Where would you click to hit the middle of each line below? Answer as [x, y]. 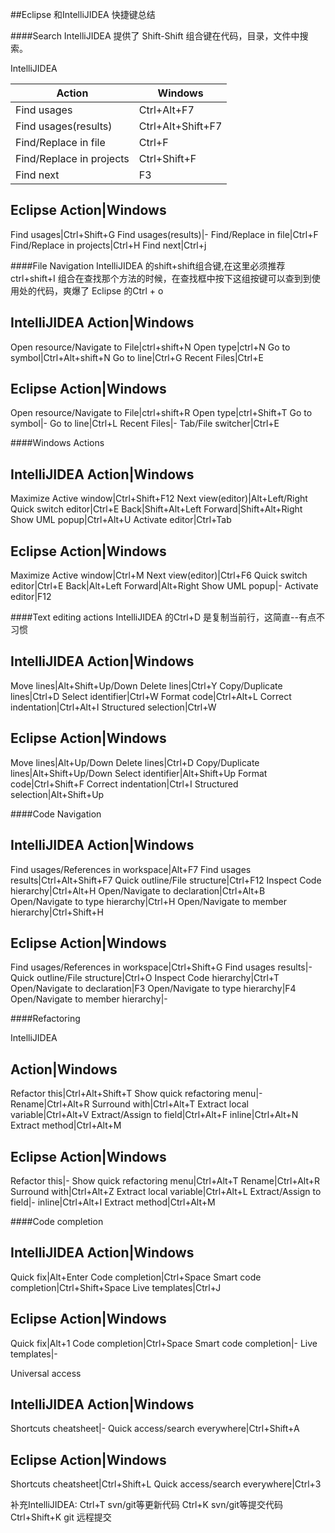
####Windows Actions [57, 443]
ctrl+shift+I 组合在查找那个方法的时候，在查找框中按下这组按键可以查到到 [161, 278]
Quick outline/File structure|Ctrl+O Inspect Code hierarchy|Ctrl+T [145, 978]
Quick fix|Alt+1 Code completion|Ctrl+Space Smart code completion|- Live [164, 1343]
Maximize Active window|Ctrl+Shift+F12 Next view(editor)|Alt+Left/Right [159, 499]
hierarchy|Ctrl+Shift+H [57, 912]
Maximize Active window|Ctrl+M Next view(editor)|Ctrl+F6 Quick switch [159, 575]
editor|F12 [31, 597]
